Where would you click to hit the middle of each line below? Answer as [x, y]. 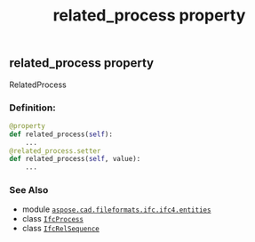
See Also [29, 190]
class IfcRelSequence [60, 229]
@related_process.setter [55, 151]
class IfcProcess [53, 219]
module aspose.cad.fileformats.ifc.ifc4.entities [116, 209]
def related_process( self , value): [75, 159]
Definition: [32, 108]
